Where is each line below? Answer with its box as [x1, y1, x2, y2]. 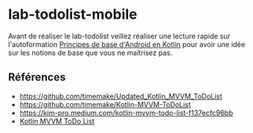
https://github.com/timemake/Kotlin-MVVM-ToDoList [19, 99, 191, 109]
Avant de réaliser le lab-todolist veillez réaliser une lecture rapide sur [8, 31, 231, 41]
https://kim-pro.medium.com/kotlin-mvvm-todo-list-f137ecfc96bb [19, 108, 233, 117]
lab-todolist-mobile [8, 5, 137, 23]
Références [8, 70, 66, 84]
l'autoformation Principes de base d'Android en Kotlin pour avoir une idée [8, 39, 246, 49]
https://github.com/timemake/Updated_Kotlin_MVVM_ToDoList [19, 92, 222, 101]
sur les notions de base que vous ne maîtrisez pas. [8, 48, 173, 57]
